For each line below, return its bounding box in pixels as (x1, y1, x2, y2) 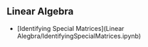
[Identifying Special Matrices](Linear (16, 24, 125, 32)
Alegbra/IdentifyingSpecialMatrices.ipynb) (16, 32, 142, 40)
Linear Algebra (6, 6, 74, 18)
